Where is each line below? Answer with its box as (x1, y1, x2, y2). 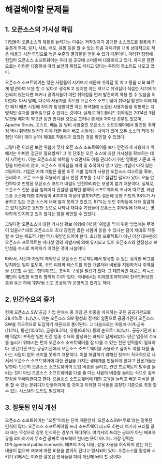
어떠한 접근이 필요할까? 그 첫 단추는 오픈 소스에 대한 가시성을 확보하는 (17, 151, 149, 156)
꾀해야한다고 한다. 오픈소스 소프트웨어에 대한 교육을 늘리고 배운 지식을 (17, 376, 150, 382)
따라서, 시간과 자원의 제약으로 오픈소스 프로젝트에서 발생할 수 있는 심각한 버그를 (5, 256, 155, 262)
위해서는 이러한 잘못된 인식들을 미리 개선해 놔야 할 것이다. (14, 453, 122, 459)
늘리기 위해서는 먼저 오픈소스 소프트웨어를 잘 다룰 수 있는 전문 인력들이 (10, 340, 143, 345)
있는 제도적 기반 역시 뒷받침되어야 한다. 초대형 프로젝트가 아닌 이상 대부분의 (15, 233, 157, 239)
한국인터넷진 (130, 274, 154, 279)
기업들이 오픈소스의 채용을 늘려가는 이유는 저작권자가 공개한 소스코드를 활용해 (5, 39, 151, 45)
